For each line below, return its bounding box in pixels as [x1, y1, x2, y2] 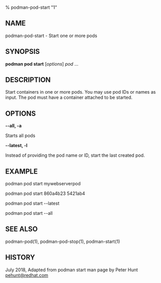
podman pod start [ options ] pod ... [5, 61, 79, 67]
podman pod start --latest [5, 201, 59, 207]
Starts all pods [5, 132, 36, 139]
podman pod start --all [5, 210, 53, 216]
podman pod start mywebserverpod [5, 181, 81, 187]
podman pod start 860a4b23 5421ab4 [5, 190, 85, 196]
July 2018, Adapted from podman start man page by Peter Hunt [5, 267, 138, 273]
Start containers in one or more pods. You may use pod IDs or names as [5, 89, 156, 95]
